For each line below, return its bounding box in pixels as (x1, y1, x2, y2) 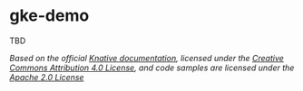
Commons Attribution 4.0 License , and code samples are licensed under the (9, 62, 295, 73)
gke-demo (9, 5, 90, 26)
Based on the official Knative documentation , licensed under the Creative (9, 52, 284, 63)
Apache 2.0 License (9, 71, 84, 82)
